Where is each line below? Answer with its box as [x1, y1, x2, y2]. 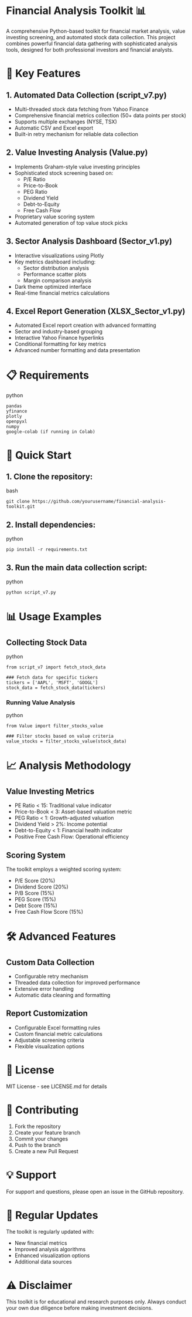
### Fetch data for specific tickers [6, 674, 98, 680]
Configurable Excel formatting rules [14, 1024, 101, 1031]
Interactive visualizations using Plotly [14, 252, 104, 259]
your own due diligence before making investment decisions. [6, 1304, 153, 1311]
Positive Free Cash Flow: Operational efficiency [14, 833, 129, 840]
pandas [6, 403, 22, 409]
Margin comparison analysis [23, 276, 92, 284]
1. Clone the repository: [6, 471, 93, 481]
